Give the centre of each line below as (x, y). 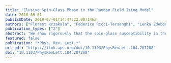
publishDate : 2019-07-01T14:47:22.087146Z (51, 19)
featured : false (22, 39)
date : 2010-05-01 (24, 15)
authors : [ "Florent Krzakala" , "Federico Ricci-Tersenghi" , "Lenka (78, 24)
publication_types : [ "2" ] (33, 29)
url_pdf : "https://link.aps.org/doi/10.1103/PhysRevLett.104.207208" (81, 48)
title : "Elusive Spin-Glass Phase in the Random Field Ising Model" (79, 10)
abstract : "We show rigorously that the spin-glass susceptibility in (82, 34)
